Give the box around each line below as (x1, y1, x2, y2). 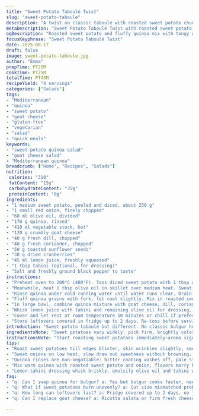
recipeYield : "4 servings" (6, 81, 73, 87)
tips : (6, 340, 20, 346)
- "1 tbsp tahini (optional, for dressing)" (6, 263, 118, 269)
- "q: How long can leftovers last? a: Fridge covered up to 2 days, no (6, 390, 190, 396)
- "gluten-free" (6, 119, 46, 125)
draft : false (6, 48, 38, 53)
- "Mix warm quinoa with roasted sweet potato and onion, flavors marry (6, 362, 190, 368)
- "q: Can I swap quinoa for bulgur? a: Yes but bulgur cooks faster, (6, 379, 184, 385)
